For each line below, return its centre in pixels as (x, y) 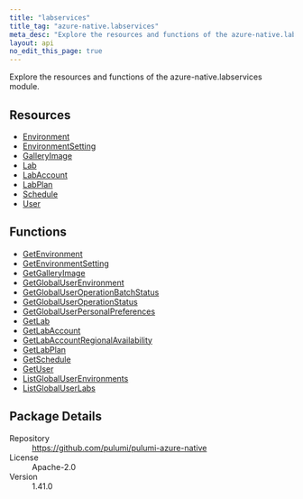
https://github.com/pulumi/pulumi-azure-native (119, 448)
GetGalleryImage (54, 273)
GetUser (38, 369)
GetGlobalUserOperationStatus (80, 301)
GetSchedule (46, 359)
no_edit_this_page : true (56, 51)
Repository (29, 438)
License (24, 457)
